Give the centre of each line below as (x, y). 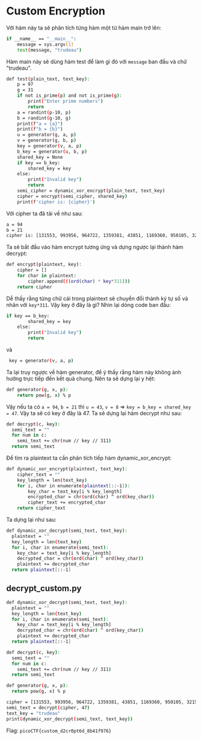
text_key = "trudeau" (33, 713)
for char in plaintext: (47, 276)
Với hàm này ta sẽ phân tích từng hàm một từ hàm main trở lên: (84, 28)
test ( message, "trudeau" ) (50, 50)
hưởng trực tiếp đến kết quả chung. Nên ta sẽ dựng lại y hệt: (81, 378)
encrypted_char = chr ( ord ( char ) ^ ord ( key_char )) (91, 497)
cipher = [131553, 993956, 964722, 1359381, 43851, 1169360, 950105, (95, 702)
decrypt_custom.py (44, 589)
